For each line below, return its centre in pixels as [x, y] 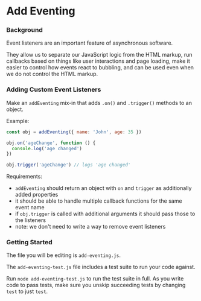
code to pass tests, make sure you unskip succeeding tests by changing [96, 285]
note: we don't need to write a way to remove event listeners [90, 227]
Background [25, 30]
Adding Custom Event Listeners [54, 90]
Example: [18, 121]
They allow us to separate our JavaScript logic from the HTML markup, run [99, 55]
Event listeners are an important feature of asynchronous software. [90, 43]
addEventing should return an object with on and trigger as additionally [103, 188]
